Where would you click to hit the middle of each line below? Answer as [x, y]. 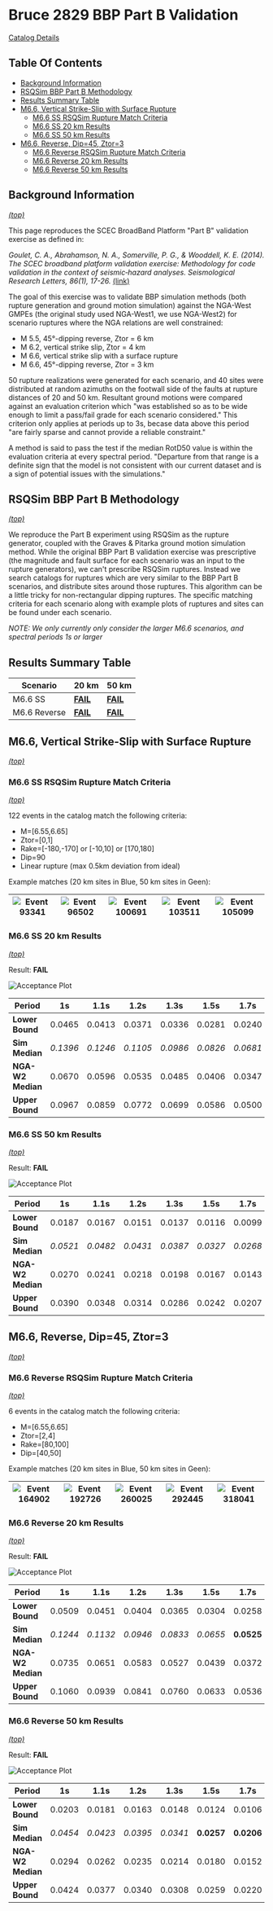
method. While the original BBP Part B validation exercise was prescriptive [132, 552]
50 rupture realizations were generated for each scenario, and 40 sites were [136, 380]
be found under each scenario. [60, 613]
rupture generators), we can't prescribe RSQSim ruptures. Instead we [125, 569]
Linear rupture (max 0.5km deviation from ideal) [100, 866]
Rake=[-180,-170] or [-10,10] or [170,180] [87, 849]
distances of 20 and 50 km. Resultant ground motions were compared [126, 398]
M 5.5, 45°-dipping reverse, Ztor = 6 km [87, 338]
